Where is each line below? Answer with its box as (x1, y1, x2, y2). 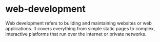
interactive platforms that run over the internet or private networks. (5, 31, 147, 37)
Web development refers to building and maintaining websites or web (5, 20, 152, 26)
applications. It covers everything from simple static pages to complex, (5, 25, 155, 31)
